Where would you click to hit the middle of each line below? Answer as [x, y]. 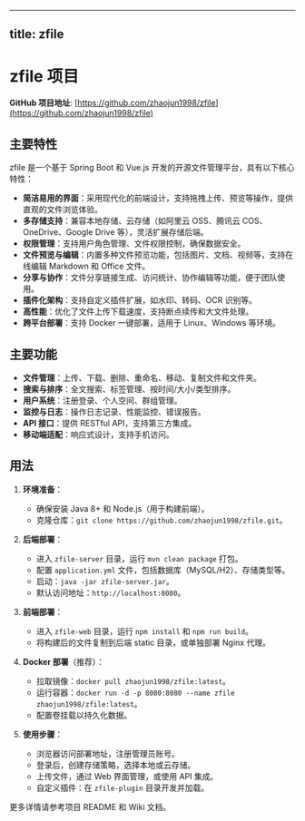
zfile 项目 [44, 76]
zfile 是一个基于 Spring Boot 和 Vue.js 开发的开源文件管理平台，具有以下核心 [152, 168]
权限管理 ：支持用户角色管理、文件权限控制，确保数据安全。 [134, 244]
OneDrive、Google [58, 232]
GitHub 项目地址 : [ [44, 103]
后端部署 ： [43, 539]
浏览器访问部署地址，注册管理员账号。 [108, 753]
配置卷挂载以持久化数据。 [84, 715]
